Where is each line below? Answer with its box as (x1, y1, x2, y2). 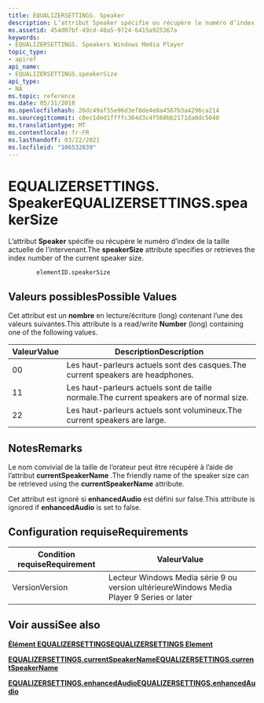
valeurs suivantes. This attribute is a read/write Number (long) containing (8, 320, 244, 329)
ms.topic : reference (8, 92, 76, 100)
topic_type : (8, 48, 47, 56)
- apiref (8, 56, 37, 64)
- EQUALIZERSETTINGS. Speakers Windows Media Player (8, 41, 185, 49)
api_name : (8, 63, 41, 71)
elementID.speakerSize (36, 268, 111, 276)
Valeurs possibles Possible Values (8, 290, 178, 303)
